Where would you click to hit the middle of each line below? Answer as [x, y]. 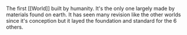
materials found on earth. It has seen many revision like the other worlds [93, 15]
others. [15, 27]
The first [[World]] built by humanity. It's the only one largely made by [91, 8]
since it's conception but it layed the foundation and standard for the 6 [91, 21]
